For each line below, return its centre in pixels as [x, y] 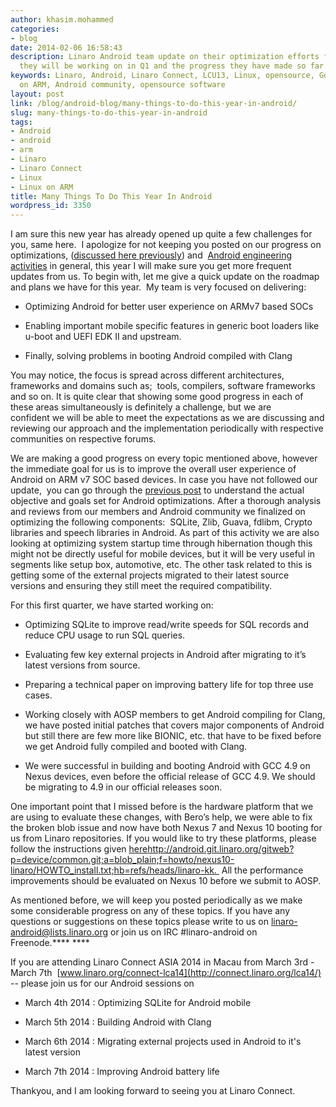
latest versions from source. [82, 665]
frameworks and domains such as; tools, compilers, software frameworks [163, 386]
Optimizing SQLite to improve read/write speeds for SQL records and [166, 625]
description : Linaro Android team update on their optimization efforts [165, 57]
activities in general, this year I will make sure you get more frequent [151, 266]
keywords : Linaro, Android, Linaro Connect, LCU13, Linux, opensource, [162, 76]
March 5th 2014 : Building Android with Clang [118, 1022]
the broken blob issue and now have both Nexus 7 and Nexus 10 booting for [166, 828]
